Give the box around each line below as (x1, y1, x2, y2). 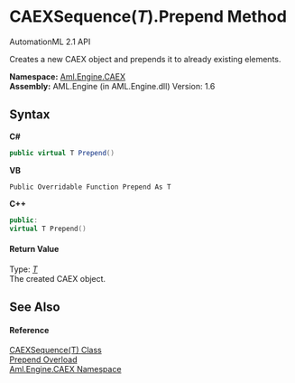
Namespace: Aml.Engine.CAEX (9, 70, 126, 82)
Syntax (9, 107, 51, 123)
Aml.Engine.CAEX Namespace (9, 364, 122, 375)
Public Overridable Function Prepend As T (9, 182, 171, 191)
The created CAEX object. (9, 273, 106, 284)
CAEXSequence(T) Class (9, 345, 102, 356)
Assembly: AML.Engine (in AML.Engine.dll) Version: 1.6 (9, 80, 216, 91)
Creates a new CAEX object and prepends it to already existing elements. (9, 53, 281, 64)
